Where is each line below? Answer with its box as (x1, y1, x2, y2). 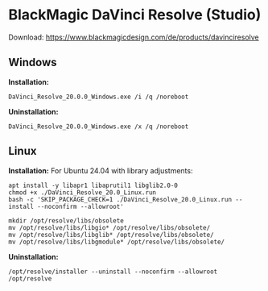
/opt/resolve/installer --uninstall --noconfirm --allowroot (8, 268, 218, 276)
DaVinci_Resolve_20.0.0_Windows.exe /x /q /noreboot (8, 123, 189, 131)
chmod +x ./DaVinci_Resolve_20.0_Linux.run (8, 188, 157, 197)
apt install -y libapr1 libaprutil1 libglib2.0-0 (8, 181, 179, 189)
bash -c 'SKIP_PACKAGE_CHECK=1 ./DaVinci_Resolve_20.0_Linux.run (8, 195, 232, 203)
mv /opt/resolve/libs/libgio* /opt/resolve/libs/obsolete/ (8, 223, 211, 231)
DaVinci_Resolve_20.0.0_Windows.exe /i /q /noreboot (8, 93, 189, 101)
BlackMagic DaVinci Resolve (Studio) (8, 6, 262, 24)
